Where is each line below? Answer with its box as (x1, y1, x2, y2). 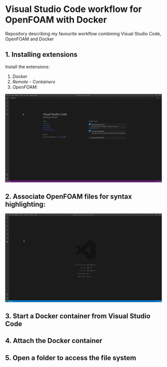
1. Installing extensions (5, 50, 78, 59)
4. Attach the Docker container (5, 337, 103, 345)
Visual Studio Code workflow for (5, 3, 142, 15)
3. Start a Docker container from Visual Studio (5, 312, 151, 320)
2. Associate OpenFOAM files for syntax (5, 192, 132, 201)
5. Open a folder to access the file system (5, 354, 137, 362)
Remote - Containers (12, 78, 56, 84)
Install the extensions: (5, 63, 50, 69)
